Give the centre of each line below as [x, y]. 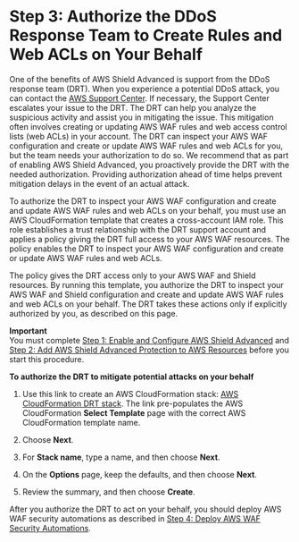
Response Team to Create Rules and [146, 35]
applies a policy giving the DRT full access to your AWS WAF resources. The [149, 239]
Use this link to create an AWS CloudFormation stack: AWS [130, 394]
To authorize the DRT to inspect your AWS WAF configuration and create [143, 201]
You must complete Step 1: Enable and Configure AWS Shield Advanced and [149, 340]
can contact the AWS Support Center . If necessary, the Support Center [140, 98]
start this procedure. [47, 359]
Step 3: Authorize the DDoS [113, 17]
